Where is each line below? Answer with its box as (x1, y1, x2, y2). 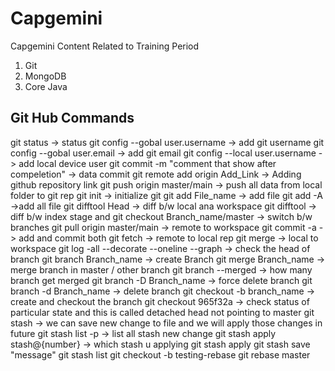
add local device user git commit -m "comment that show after (18, 157, 277, 169)
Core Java (24, 80, 68, 92)
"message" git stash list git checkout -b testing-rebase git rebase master (10, 348, 311, 361)
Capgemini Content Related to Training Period (10, 40, 200, 52)
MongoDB (24, 70, 67, 82)
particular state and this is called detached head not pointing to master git (10, 306, 315, 318)
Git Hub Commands (10, 110, 135, 127)
